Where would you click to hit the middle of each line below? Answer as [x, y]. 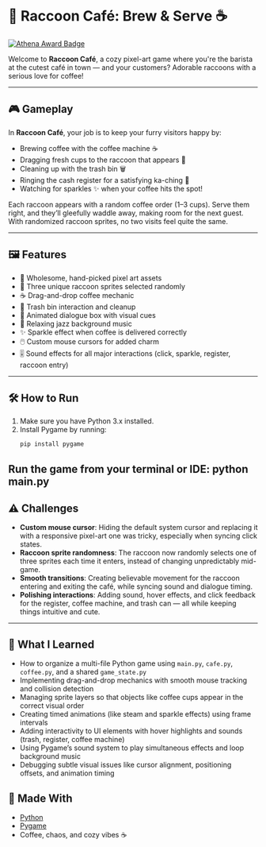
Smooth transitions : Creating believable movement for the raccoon [129, 578]
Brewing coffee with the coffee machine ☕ [89, 148]
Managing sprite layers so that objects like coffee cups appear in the [131, 698]
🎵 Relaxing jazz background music [76, 323]
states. [30, 544]
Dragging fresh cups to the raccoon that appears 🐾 [103, 160]
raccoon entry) [44, 365]
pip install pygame [52, 444]
